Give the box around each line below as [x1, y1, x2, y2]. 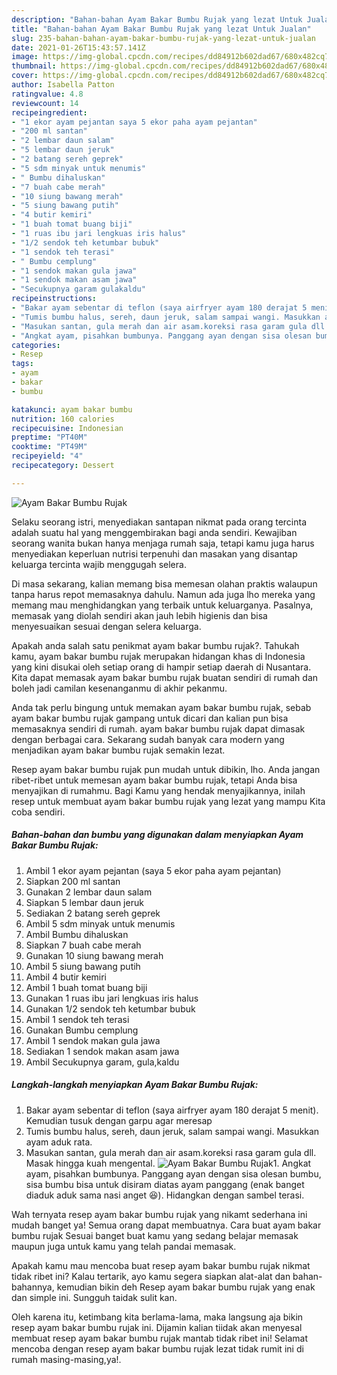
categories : [11, 340, 61, 350]
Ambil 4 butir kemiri [25, 971, 108, 983]
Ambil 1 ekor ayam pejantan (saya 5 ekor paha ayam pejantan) [25, 864, 282, 876]
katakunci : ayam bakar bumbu [11, 404, 133, 415]
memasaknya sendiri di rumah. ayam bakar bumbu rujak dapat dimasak [11, 722, 306, 735]
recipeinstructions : [11, 294, 98, 304]
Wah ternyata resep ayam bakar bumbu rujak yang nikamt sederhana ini [11, 1208, 308, 1220]
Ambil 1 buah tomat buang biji [25, 981, 148, 993]
